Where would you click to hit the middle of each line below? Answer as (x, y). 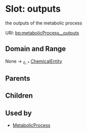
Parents (18, 78)
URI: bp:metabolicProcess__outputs (42, 33)
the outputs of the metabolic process (44, 23)
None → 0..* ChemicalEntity (34, 62)
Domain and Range (36, 49)
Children (19, 96)
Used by (18, 113)
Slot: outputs (33, 9)
